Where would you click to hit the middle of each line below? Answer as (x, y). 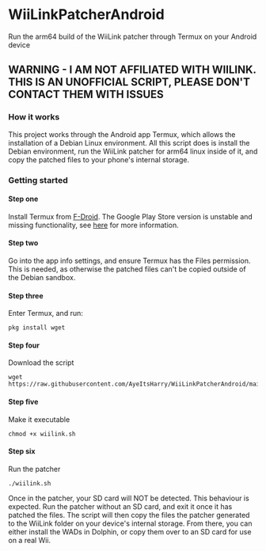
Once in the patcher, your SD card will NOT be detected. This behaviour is (129, 498)
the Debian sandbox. (42, 277)
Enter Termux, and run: (46, 313)
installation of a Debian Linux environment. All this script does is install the (129, 142)
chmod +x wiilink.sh (42, 434)
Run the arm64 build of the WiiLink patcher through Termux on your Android (133, 36)
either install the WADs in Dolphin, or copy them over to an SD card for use (130, 531)
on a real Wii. (30, 540)
